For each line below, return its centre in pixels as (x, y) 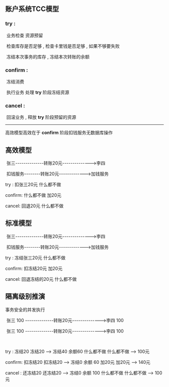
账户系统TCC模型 (32, 9)
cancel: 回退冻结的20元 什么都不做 (41, 279)
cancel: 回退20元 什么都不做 (34, 206)
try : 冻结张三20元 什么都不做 (35, 258)
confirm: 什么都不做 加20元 (33, 195)
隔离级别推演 (25, 297)
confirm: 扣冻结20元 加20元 (34, 268)
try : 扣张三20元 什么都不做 (33, 185)
